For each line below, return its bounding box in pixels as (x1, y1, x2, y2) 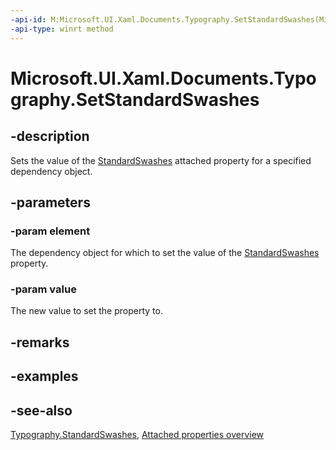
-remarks (10, 334, 70, 351)
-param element (10, 224, 91, 238)
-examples (10, 368, 79, 385)
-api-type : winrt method (10, 24, 114, 34)
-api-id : (10, 14, 47, 25)
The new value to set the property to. (10, 305, 163, 317)
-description (10, 128, 90, 145)
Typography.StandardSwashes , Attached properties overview (10, 429, 265, 441)
